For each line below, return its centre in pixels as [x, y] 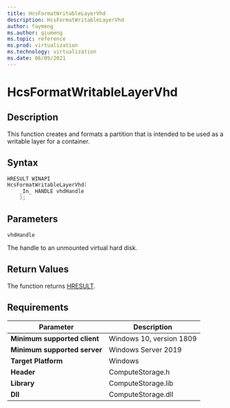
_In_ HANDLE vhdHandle [52, 192]
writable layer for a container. [49, 141]
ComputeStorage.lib [141, 383]
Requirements [38, 307]
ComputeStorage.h [139, 372]
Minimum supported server [56, 350]
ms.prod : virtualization [43, 45]
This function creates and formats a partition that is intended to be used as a [115, 134]
